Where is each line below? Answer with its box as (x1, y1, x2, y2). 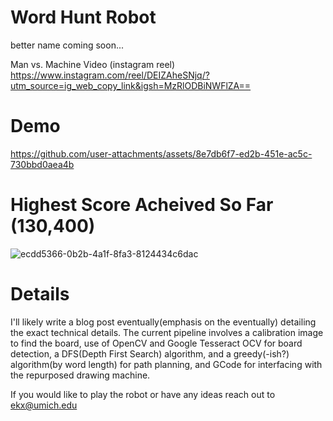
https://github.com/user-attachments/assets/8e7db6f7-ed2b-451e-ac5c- (10, 147, 313, 160)
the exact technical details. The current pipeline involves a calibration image (10, 326, 324, 338)
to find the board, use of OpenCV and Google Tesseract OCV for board (10, 337, 303, 349)
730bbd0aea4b (10, 158, 75, 170)
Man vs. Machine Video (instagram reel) (10, 58, 176, 70)
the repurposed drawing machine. (10, 369, 151, 381)
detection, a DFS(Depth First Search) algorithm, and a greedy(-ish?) (10, 347, 290, 360)
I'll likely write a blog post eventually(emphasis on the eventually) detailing (10, 316, 317, 328)
